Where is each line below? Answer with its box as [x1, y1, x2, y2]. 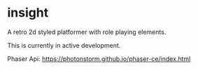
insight [7, 5, 49, 21]
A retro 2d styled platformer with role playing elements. [7, 28, 167, 36]
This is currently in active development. [7, 41, 121, 49]
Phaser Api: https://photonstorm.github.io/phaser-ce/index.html [7, 54, 191, 63]
